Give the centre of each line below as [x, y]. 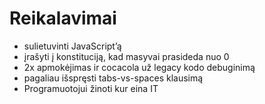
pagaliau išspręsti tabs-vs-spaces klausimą [113, 78]
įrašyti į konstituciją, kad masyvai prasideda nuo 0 [126, 56]
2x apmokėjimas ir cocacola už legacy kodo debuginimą [139, 67]
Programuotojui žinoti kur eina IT [91, 88]
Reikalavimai [63, 18]
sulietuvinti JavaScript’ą [72, 46]
